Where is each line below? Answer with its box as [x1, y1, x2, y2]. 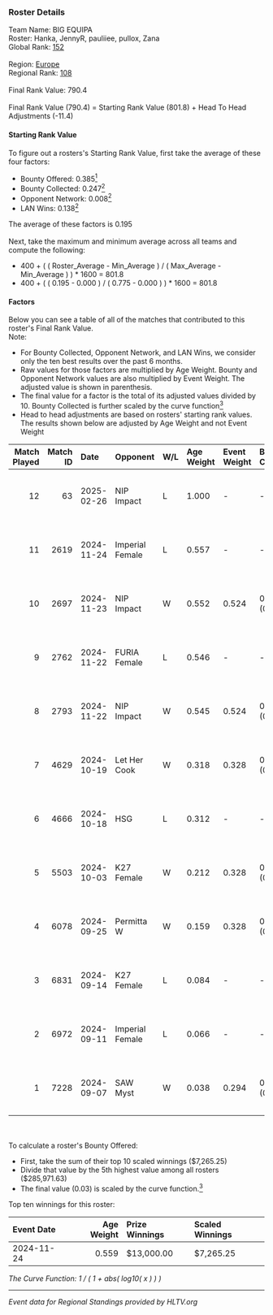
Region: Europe [8, 59, 60, 69]
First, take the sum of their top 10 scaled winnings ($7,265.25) [19, 1156, 227, 1166]
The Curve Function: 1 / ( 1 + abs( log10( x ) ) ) [8, 1274, 162, 1283]
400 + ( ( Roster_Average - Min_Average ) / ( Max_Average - [19, 261, 222, 270]
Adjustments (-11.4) [8, 111, 74, 121]
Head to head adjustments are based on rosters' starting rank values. [19, 409, 253, 419]
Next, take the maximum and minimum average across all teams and [8, 236, 237, 246]
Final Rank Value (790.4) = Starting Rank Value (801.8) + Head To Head [8, 102, 247, 112]
